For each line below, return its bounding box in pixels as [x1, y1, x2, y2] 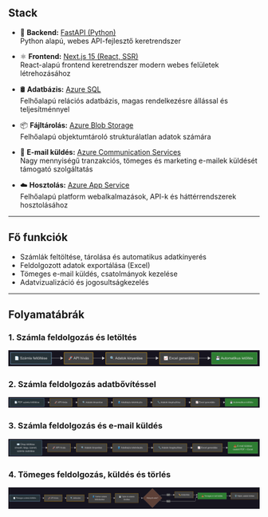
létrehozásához [19, 68, 71, 78]
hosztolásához [19, 199, 69, 210]
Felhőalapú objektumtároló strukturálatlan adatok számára [19, 132, 211, 141]
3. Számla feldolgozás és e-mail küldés [8, 420, 164, 432]
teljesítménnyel [19, 104, 70, 114]
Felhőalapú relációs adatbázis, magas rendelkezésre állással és [19, 96, 229, 105]
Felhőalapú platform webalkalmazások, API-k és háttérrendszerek [19, 191, 237, 201]
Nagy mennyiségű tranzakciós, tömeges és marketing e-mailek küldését [19, 156, 258, 165]
